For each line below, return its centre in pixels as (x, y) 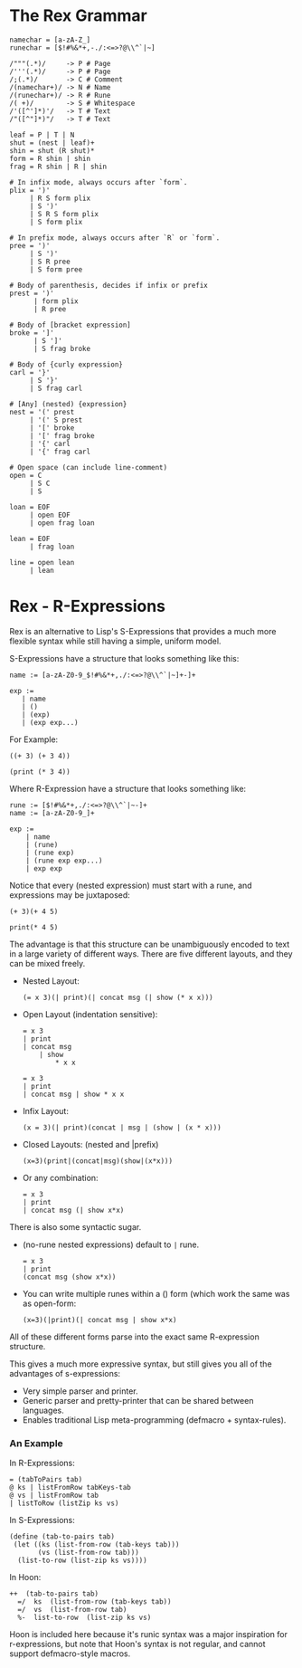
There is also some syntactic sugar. (75, 1226)
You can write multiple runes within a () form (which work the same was (156, 1293)
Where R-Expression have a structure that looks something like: (128, 788)
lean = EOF (30, 539)
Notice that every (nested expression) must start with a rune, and (131, 885)
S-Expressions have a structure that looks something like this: (124, 658)
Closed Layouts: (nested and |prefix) (90, 1144)
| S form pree (56, 269)
